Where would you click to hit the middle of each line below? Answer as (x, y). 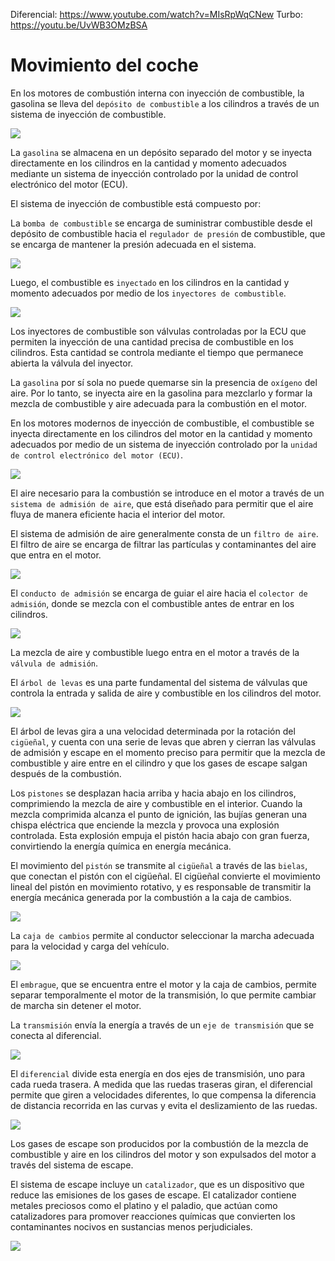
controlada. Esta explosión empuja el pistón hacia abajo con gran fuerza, (160, 835)
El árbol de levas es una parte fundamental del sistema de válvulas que (159, 682)
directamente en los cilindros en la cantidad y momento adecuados (148, 163)
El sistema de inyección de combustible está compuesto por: (136, 203)
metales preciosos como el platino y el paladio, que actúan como (144, 1205)
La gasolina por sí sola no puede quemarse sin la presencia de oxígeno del (164, 382)
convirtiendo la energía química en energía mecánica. (121, 846)
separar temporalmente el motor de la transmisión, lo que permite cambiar (163, 995)
